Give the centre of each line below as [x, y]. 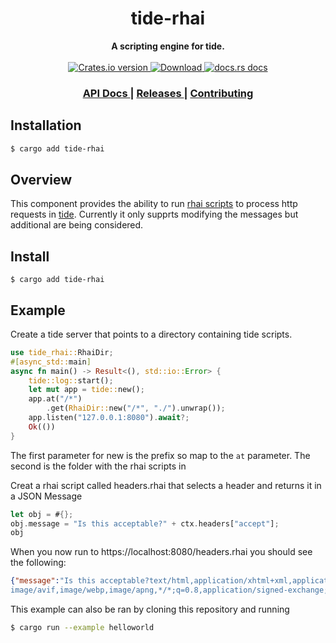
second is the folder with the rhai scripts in [98, 466]
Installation [46, 125]
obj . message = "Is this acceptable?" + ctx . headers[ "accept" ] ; [145, 523]
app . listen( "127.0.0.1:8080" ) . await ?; [109, 418]
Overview [41, 179]
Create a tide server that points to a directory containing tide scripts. [151, 334]
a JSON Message [46, 496]
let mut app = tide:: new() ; [86, 390]
